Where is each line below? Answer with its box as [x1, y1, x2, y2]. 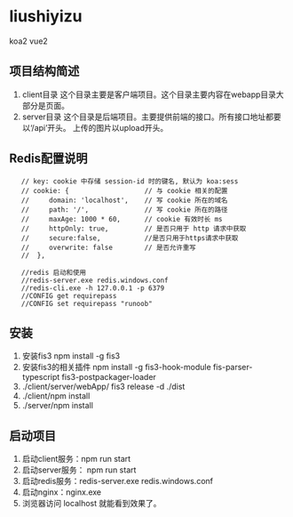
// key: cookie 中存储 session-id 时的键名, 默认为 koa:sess [20, 176, 239, 186]
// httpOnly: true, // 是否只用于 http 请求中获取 [20, 224, 247, 233]
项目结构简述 [9, 64, 80, 79]
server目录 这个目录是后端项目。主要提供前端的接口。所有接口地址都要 [21, 111, 281, 122]
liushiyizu [9, 6, 83, 27]
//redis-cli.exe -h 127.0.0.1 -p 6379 [20, 283, 165, 293]
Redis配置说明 [9, 151, 88, 166]
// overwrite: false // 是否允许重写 [20, 243, 197, 252]
